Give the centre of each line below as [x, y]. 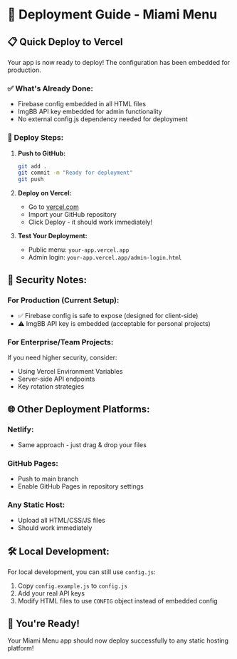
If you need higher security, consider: [62, 358]
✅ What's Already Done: [51, 88]
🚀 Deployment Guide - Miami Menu [112, 15]
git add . [32, 166]
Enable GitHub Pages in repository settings [80, 486]
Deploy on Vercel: [44, 193]
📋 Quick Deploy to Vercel [65, 42]
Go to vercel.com [54, 207]
